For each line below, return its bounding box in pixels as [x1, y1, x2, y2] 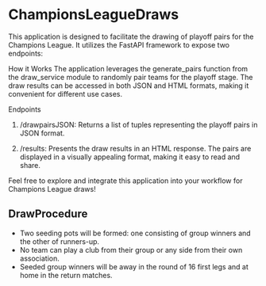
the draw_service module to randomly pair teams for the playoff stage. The [8, 72, 253, 82]
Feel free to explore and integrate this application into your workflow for [8, 176, 243, 185]
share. [19, 160, 41, 170]
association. [19, 254, 60, 263]
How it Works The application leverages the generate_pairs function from [8, 63, 249, 73]
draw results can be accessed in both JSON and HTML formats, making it [8, 81, 249, 90]
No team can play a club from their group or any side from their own [19, 245, 243, 254]
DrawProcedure [8, 208, 88, 221]
